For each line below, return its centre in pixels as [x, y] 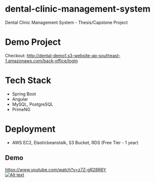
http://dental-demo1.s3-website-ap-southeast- [73, 55]
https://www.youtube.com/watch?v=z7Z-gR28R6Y [56, 169]
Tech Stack [28, 81]
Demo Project [33, 42]
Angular [20, 99]
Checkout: [15, 55]
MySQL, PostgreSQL [33, 104]
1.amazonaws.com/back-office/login [42, 61]
